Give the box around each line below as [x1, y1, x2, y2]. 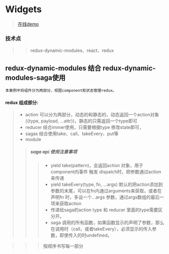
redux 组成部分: [5, 99, 39, 105]
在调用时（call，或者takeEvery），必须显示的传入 [50, 226, 152, 232]
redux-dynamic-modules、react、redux [30, 47, 114, 54]
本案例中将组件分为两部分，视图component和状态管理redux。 [5, 88, 117, 93]
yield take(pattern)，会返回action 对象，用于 [50, 163, 144, 169]
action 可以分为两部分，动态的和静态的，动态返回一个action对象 [25, 112, 159, 118]
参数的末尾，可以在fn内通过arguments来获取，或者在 [50, 188, 162, 194]
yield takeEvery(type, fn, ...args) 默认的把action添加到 [50, 181, 163, 187]
